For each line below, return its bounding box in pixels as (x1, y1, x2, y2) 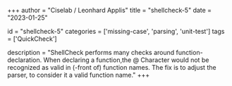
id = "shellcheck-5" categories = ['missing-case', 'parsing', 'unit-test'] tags (7, 27, 225, 35)
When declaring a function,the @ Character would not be (43, 56, 209, 64)
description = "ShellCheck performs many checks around (7, 49, 175, 56)
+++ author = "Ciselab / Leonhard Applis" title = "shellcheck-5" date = (7, 6, 212, 14)
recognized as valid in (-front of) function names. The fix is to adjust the (7, 63, 216, 71)
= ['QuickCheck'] (7, 35, 58, 43)
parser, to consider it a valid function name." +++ (7, 70, 150, 79)
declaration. (7, 56, 42, 64)
